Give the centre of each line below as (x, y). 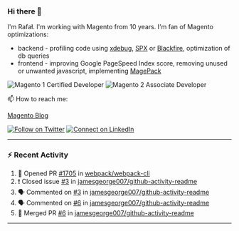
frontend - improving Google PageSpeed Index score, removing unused (122, 63)
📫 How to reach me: (38, 99)
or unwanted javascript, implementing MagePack (89, 71)
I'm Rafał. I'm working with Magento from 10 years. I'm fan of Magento (110, 27)
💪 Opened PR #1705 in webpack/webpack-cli (84, 173)
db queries (33, 56)
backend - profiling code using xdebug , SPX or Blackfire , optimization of (124, 48)
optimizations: (28, 34)
